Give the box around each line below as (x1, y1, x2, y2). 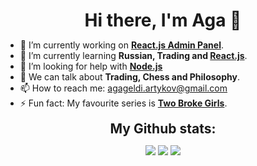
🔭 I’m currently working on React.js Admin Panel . (19, 39, 224, 51)
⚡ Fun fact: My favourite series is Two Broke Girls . (19, 97, 228, 109)
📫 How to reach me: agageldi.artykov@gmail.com (19, 82, 228, 94)
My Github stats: (109, 120, 217, 137)
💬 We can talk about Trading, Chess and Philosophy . (19, 70, 240, 83)
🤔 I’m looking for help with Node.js (19, 60, 163, 72)
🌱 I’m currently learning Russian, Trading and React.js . (19, 49, 248, 61)
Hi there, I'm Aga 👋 (84, 9, 242, 31)
